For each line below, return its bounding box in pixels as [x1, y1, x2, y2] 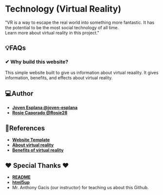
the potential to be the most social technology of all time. [5, 24, 119, 30]
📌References [5, 124, 45, 132]
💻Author [5, 89, 34, 98]
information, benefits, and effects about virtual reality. [5, 74, 113, 81]
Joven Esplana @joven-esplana [12, 105, 78, 110]
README [12, 174, 31, 180]
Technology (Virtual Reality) [5, 3, 122, 15]
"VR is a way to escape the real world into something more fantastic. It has [5, 19, 155, 25]
